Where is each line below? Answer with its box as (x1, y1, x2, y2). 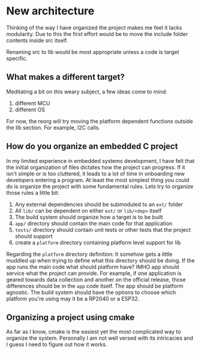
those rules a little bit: (6, 189, 59, 196)
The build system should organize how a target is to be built (14, 213, 163, 220)
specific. (6, 55, 28, 62)
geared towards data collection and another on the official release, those (6, 276, 186, 283)
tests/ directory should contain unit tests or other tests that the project (14, 226, 191, 233)
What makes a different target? (6, 72, 125, 82)
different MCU (14, 99, 50, 107)
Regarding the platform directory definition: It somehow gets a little (6, 250, 173, 258)
